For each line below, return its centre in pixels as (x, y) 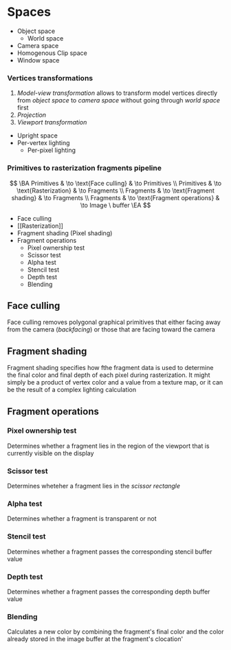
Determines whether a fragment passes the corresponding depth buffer (109, 592)
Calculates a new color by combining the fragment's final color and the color (116, 632)
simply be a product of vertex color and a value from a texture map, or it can (115, 382)
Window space (38, 60)
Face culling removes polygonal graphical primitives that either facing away (114, 322)
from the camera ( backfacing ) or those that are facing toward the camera (111, 329)
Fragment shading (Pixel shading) (65, 233)
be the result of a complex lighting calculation (71, 390)
